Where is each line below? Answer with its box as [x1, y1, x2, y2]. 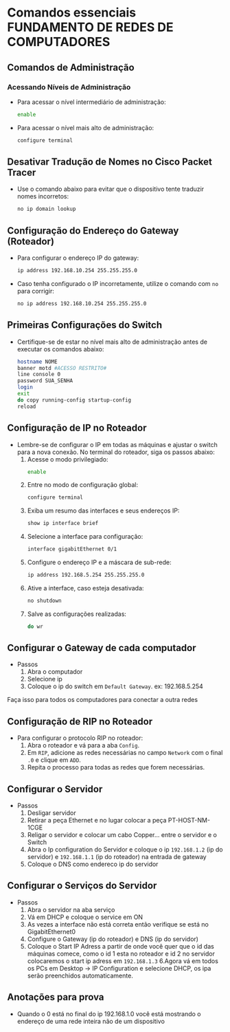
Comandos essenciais [7, 5, 137, 21]
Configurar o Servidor [7, 783, 103, 795]
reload [16, 403, 36, 410]
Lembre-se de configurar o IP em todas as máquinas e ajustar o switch [16, 440, 218, 448]
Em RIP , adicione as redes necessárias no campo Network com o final [27, 749, 223, 757]
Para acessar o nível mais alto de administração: [16, 123, 154, 132]
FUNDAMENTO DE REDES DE [7, 19, 174, 35]
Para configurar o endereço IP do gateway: [16, 254, 139, 262]
